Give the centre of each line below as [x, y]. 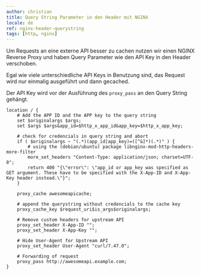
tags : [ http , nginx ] [32, 34]
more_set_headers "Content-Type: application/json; [94, 157]
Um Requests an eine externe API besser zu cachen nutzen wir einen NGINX [100, 51]
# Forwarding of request [48, 257]
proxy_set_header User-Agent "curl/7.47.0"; [73, 246]
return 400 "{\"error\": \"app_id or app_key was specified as [108, 168]
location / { [22, 110]
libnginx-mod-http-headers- [159, 147]
